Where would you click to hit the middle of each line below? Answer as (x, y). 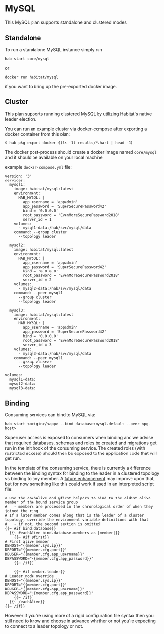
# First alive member (27, 542)
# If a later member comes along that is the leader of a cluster (75, 516)
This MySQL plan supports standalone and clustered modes (66, 22)
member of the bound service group (42, 502)
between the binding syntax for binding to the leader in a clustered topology (82, 473)
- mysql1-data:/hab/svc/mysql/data (55, 228)
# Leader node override (30, 576)
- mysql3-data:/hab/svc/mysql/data (55, 353)
